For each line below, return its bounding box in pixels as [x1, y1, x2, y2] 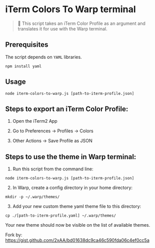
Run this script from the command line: [12, 166, 93, 172]
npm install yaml [5, 63, 42, 69]
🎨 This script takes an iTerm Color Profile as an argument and [17, 20, 145, 26]
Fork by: [5, 232, 23, 238]
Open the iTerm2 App [12, 118, 58, 124]
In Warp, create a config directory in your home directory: [12, 185, 133, 191]
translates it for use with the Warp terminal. [17, 25, 108, 31]
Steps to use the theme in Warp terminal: [5, 152, 136, 161]
